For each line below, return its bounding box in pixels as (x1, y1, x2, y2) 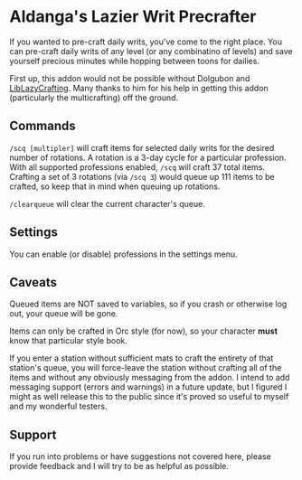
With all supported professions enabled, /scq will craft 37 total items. (9, 161, 265, 173)
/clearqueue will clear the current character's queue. (9, 198, 205, 209)
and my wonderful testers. (9, 400, 108, 412)
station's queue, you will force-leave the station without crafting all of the (9, 362, 282, 373)
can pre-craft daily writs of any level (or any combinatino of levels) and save (9, 45, 293, 56)
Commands (9, 118, 77, 134)
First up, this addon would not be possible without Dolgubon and (9, 72, 250, 83)
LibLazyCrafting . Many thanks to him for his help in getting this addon (9, 82, 269, 93)
